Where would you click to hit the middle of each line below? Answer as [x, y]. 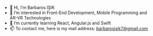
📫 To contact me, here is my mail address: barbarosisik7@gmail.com [79, 28]
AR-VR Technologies [30, 18]
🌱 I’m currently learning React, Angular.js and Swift [60, 23]
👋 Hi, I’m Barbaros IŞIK [32, 8]
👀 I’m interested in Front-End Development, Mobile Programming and [78, 13]
